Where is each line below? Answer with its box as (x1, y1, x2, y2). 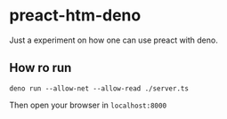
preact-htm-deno (9, 5, 142, 26)
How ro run (9, 60, 72, 75)
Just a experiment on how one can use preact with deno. (9, 35, 218, 45)
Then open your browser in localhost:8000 (9, 99, 167, 110)
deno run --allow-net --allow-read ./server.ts (9, 83, 190, 93)
